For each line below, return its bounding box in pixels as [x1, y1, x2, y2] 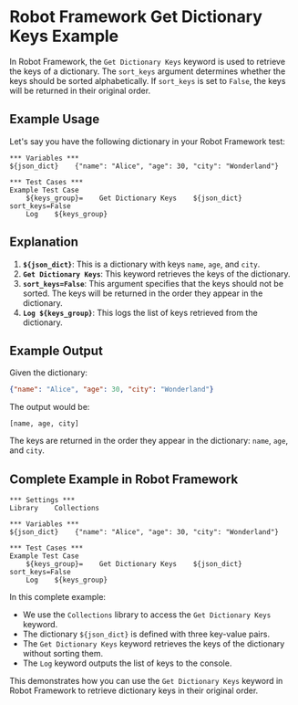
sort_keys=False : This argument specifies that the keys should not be [22, 278, 284, 289]
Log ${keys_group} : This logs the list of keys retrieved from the [22, 307, 258, 318]
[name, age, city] [9, 419, 79, 428]
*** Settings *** [9, 496, 76, 505]
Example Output [9, 342, 103, 358]
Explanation [9, 235, 79, 250]
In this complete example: [9, 592, 107, 603]
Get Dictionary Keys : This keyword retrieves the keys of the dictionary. [22, 268, 291, 279]
